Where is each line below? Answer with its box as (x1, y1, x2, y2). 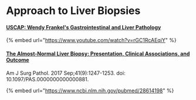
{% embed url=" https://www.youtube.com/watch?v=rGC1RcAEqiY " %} (6, 37, 177, 44)
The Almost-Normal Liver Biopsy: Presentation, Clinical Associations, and (6, 50, 190, 57)
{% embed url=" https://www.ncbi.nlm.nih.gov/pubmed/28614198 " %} (6, 87, 174, 94)
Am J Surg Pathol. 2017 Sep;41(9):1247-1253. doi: (6, 69, 126, 77)
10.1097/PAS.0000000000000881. (6, 75, 89, 82)
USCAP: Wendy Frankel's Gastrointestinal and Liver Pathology (6, 23, 161, 30)
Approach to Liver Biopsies (6, 4, 141, 18)
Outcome (6, 56, 29, 63)
